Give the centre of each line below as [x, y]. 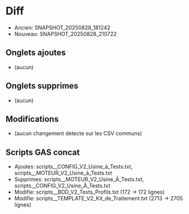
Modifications [32, 119]
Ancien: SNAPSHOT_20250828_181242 [62, 27]
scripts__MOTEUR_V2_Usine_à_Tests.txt [63, 173]
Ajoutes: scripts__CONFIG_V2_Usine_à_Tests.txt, [73, 167]
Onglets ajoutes [36, 53]
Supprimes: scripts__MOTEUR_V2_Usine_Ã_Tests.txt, [79, 179]
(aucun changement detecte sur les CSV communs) [78, 133]
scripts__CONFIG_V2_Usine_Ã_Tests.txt [62, 186]
